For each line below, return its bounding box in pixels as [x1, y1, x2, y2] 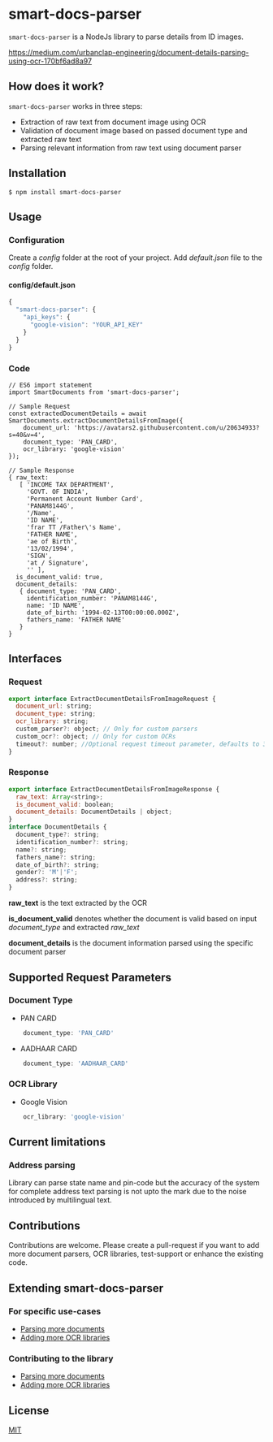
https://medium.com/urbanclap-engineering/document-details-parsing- [8, 47, 249, 57]
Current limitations [8, 1135, 106, 1150]
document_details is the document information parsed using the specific [8, 938, 253, 948]
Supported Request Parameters [8, 970, 172, 984]
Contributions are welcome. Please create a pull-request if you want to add [8, 1241, 260, 1250]
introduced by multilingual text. [8, 1195, 112, 1205]
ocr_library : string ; [15, 717, 89, 725]
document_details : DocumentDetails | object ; [15, 808, 173, 816]
